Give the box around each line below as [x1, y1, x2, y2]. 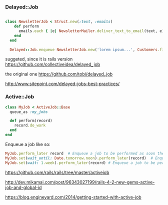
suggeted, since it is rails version [5, 56, 73, 62]
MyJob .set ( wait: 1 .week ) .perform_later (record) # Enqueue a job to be [5, 160, 155, 165]
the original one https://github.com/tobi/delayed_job [5, 71, 113, 77]
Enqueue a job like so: [5, 141, 51, 147]
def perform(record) [9, 118, 52, 123]
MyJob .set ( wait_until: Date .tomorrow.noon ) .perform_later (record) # [5, 155, 153, 160]
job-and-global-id [5, 184, 42, 190]
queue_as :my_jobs [9, 109, 48, 114]
